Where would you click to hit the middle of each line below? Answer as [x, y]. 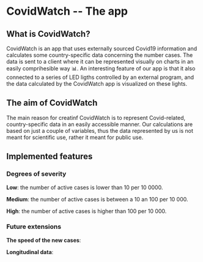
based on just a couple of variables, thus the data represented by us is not [100, 130]
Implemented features [50, 156]
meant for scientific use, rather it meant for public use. [75, 137]
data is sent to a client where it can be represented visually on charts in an [100, 62]
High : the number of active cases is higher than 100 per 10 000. [87, 211]
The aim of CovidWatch [52, 103]
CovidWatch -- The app [67, 11]
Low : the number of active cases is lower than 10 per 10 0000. [85, 187]
